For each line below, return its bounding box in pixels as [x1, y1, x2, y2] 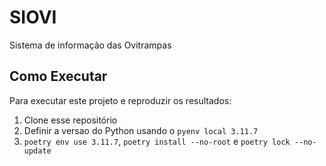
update [23, 146, 52, 156]
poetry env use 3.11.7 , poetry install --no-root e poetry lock [23, 135, 291, 147]
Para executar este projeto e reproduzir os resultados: [9, 94, 232, 106]
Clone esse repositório [23, 114, 118, 126]
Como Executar [9, 68, 108, 85]
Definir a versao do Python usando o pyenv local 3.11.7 [23, 124, 259, 136]
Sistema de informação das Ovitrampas [9, 39, 172, 51]
